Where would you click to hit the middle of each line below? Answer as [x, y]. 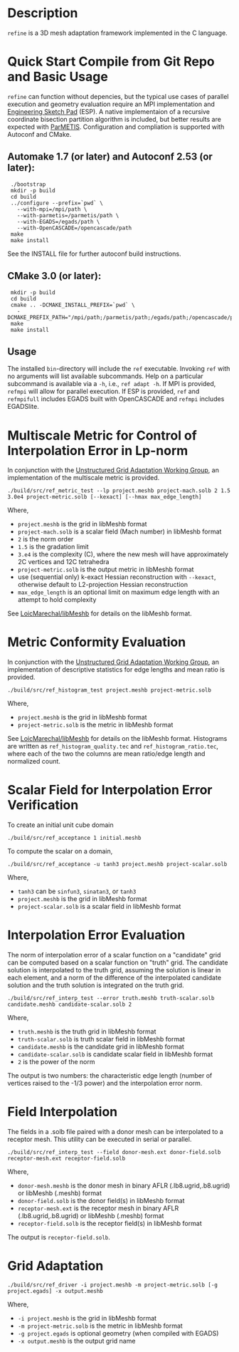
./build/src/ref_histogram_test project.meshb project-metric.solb [110, 690]
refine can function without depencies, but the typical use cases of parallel [118, 96]
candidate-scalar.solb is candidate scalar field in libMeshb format [115, 1054]
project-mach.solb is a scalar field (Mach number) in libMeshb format [119, 531]
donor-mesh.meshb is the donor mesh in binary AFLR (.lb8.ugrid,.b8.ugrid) [124, 1185]
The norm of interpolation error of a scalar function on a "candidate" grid [114, 955]
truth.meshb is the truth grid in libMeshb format [87, 1031]
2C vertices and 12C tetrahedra [63, 562]
